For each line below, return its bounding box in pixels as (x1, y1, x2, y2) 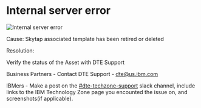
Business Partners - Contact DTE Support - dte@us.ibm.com (6, 70, 158, 77)
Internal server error (6, 4, 111, 17)
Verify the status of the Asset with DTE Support (6, 59, 125, 66)
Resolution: (6, 46, 35, 54)
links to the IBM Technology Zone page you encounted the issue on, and (6, 88, 188, 95)
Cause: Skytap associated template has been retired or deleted (6, 35, 164, 42)
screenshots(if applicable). (6, 95, 73, 102)
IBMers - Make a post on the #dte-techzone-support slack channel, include (6, 82, 196, 89)
